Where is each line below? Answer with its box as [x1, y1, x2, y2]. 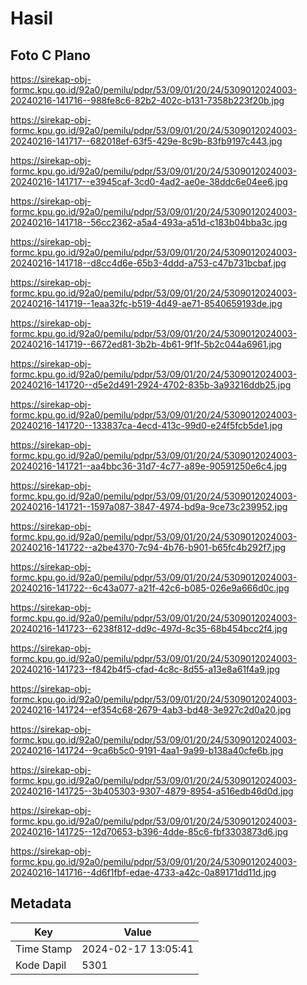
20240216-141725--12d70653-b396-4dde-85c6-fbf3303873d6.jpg [10, 826, 289, 837]
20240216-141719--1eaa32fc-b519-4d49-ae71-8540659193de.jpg [10, 298, 283, 309]
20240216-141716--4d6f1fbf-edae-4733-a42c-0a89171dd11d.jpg [10, 867, 277, 878]
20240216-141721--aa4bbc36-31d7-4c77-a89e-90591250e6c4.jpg [10, 460, 288, 472]
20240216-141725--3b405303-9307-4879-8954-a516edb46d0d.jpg [10, 785, 294, 797]
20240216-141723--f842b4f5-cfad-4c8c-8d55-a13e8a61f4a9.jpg [10, 663, 281, 675]
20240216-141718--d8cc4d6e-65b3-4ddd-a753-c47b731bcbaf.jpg [10, 257, 287, 269]
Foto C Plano [10, 47, 91, 64]
